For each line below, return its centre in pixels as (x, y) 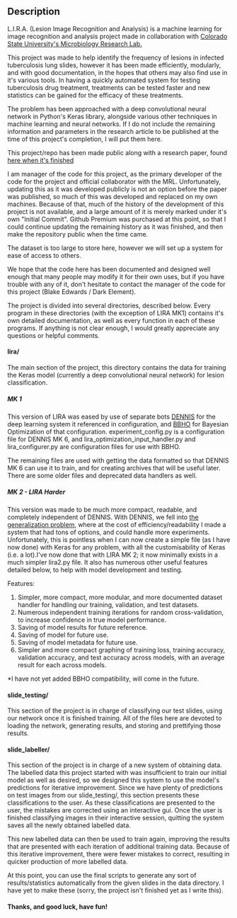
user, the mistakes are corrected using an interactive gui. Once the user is (115, 810)
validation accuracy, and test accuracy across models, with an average (121, 657)
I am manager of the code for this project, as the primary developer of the (115, 174)
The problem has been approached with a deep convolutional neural (107, 108)
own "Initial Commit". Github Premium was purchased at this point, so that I (117, 219)
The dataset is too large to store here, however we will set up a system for (115, 248)
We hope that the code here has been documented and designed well (109, 269)
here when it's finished (41, 160)
